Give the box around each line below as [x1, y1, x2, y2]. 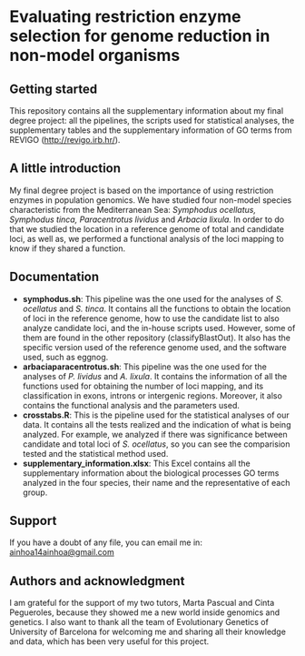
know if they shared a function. [9, 243, 125, 254]
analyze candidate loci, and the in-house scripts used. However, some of [22, 322, 296, 333]
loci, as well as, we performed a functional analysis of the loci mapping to [9, 233, 284, 244]
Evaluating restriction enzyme [9, 6, 241, 27]
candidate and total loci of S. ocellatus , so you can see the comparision [22, 439, 290, 449]
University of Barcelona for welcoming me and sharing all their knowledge [9, 626, 286, 638]
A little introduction [9, 161, 121, 177]
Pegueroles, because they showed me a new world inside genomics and [9, 607, 280, 618]
